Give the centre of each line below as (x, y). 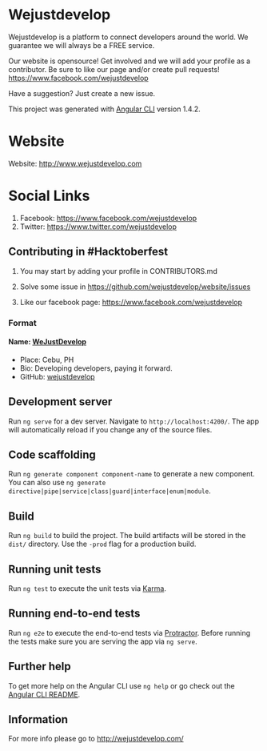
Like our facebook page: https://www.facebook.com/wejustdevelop (131, 302)
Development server (60, 402)
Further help (40, 667)
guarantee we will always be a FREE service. (82, 45)
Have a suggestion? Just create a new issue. (82, 93)
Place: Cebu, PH (47, 359)
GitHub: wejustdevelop (57, 376)
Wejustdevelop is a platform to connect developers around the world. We (128, 37)
